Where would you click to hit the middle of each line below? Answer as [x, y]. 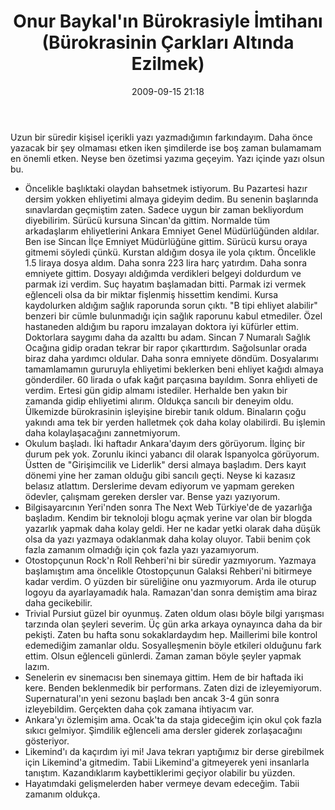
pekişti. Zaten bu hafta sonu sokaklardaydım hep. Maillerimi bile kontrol [171, 634]
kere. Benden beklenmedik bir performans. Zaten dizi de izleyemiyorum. [173, 687]
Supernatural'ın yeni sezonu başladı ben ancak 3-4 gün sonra [152, 698]
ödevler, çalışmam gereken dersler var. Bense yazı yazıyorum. [152, 496]
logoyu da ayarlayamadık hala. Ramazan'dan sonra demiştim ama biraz [171, 592]
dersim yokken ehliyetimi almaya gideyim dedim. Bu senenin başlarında [171, 199]
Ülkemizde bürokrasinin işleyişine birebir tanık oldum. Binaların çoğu [165, 411]
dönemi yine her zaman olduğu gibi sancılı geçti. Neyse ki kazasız [160, 475]
